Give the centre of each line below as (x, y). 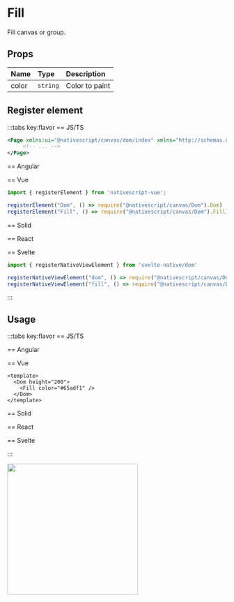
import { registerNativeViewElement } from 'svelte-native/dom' (102, 265)
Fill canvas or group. (37, 32)
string (48, 86)
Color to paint (88, 85)
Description (86, 73)
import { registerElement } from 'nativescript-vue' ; (87, 193)
